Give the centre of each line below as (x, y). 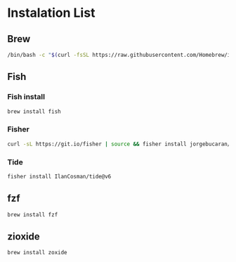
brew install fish (34, 111)
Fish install (26, 97)
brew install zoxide (38, 253)
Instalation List (51, 13)
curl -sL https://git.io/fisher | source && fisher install (97, 144)
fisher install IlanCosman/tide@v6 (59, 176)
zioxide (24, 236)
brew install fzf (33, 215)
